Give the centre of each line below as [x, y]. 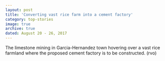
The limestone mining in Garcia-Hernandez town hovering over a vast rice [83, 48]
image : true [18, 24]
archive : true [20, 29]
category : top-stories [29, 19]
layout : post [19, 10]
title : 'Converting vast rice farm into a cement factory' [69, 15]
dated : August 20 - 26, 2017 [36, 33]
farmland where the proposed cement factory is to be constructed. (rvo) [81, 53]
